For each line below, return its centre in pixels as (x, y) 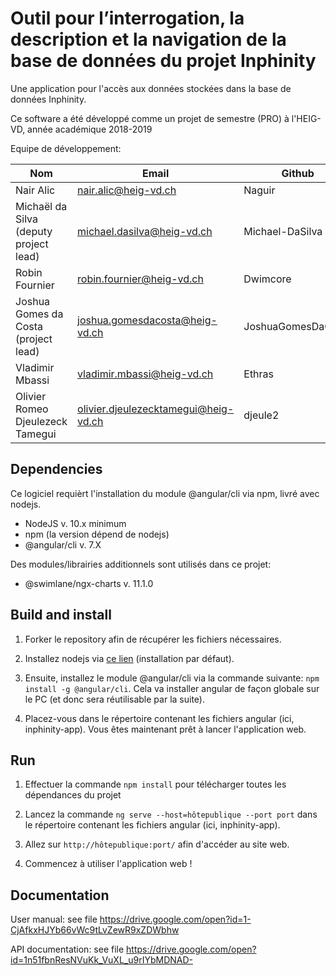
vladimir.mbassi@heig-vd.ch (145, 374)
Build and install (61, 615)
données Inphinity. (48, 99)
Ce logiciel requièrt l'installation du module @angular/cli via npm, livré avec (165, 493)
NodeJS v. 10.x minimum (75, 523)
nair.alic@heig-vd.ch (127, 190)
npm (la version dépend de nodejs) (97, 534)
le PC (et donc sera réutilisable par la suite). (114, 699)
